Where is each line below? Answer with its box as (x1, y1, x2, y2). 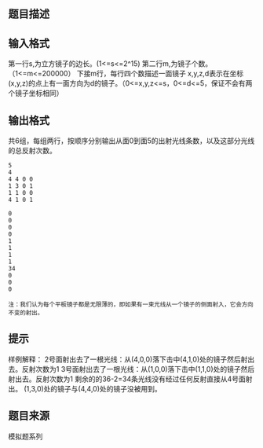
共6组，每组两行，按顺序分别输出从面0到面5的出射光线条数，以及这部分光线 (8, 136, 255, 145)
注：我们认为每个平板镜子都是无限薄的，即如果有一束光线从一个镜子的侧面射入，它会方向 (8, 301, 254, 309)
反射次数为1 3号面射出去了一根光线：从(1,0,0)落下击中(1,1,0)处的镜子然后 (21, 364, 255, 373)
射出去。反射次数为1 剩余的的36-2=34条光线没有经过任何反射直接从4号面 (8, 374, 246, 384)
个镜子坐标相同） (8, 89, 64, 98)
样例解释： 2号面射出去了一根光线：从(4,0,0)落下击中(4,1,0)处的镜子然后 (8, 354, 241, 364)
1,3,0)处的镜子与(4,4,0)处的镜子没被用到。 (26, 384, 163, 393)
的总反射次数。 (8, 146, 57, 156)
